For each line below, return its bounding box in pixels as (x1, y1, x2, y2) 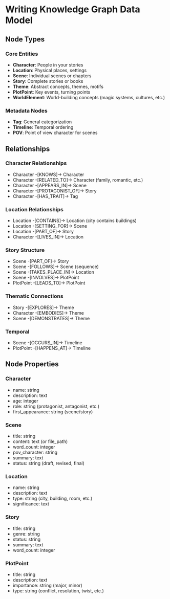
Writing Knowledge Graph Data (5, 4, 141, 15)
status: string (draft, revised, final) (12, 460, 84, 467)
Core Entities (5, 50, 38, 57)
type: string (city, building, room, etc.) (12, 495, 93, 502)
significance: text (12, 501, 50, 507)
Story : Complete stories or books (12, 78, 83, 84)
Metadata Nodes (5, 107, 48, 114)
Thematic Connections (5, 293, 63, 300)
